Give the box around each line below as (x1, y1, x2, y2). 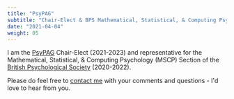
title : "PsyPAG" (7, 10, 54, 17)
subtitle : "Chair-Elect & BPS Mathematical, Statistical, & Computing (7, 17, 217, 24)
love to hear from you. (7, 84, 71, 92)
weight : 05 (7, 29, 39, 37)
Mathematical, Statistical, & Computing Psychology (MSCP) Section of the (7, 56, 219, 64)
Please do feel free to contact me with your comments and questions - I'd (7, 77, 219, 85)
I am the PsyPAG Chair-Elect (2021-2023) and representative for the (7, 48, 203, 57)
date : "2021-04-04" (7, 23, 64, 30)
